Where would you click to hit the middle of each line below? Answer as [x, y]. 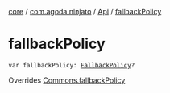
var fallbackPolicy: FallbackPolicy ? [72, 65]
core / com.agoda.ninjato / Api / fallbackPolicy [85, 12]
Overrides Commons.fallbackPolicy [67, 80]
